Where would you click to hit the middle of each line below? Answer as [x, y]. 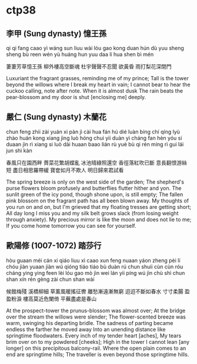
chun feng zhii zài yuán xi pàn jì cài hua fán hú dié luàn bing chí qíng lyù [93, 132]
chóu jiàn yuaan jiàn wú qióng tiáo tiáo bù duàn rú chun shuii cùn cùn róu [95, 267]
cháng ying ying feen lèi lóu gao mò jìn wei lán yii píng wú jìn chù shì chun [96, 273]
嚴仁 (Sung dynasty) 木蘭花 [56, 117]
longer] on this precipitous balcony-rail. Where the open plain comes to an [96, 348]
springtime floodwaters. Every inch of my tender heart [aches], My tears [94, 335]
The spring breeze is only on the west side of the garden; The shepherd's [95, 182]
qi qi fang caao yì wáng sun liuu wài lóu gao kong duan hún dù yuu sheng [95, 48]
